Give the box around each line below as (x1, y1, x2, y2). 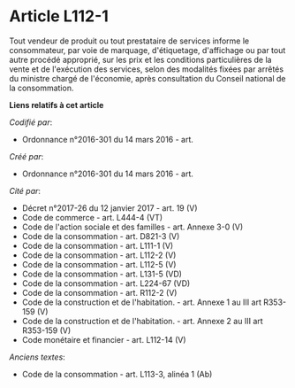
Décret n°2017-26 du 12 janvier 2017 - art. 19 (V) (21, 202, 198, 213)
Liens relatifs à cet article (9, 99, 104, 110)
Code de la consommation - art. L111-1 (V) (21, 240, 174, 251)
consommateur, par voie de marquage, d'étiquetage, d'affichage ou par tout (9, 44, 286, 55)
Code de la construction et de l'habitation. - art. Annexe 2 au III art (21, 315, 263, 326)
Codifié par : (9, 117, 53, 128)
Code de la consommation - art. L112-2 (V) (21, 250, 177, 260)
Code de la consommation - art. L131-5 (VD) (21, 268, 183, 279)
